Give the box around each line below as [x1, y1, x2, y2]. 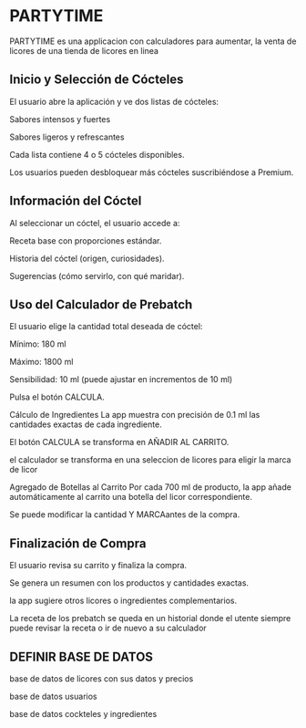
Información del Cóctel [9, 193, 142, 209]
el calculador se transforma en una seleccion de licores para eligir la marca [9, 454, 291, 465]
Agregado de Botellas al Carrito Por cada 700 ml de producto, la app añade [9, 482, 291, 493]
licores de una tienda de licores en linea [9, 45, 159, 56]
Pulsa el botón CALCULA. [9, 391, 105, 402]
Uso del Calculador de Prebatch [9, 296, 193, 312]
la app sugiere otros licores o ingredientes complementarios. [9, 595, 238, 607]
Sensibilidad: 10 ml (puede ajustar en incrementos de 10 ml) [9, 374, 233, 385]
